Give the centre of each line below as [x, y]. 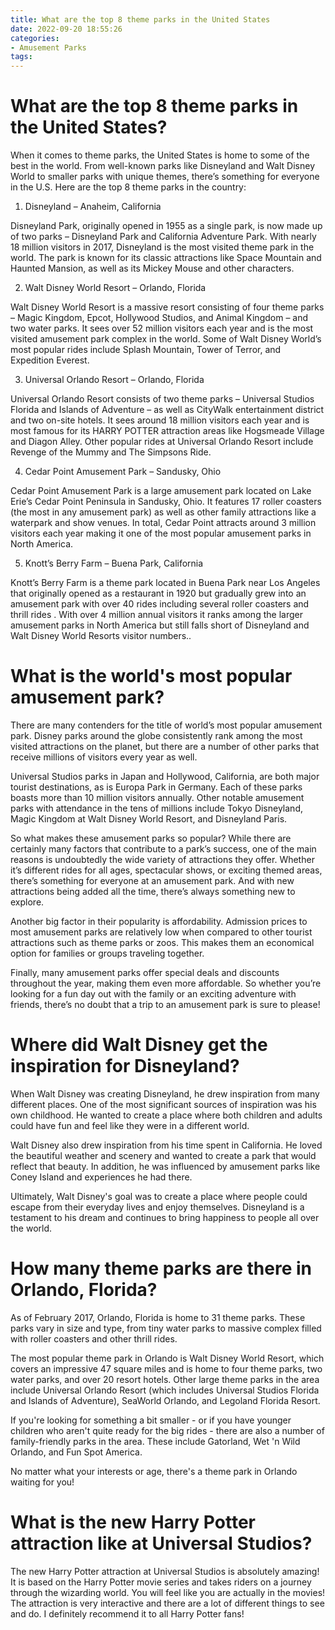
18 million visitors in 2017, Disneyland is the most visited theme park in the [162, 247]
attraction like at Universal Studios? [161, 1543]
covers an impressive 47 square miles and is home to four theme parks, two [166, 1368]
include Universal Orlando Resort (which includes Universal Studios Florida [165, 1390]
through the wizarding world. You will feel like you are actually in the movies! [168, 1592]
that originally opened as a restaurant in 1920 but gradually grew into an [158, 593]
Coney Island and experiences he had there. [101, 1177]
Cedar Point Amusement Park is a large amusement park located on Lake [161, 491]
